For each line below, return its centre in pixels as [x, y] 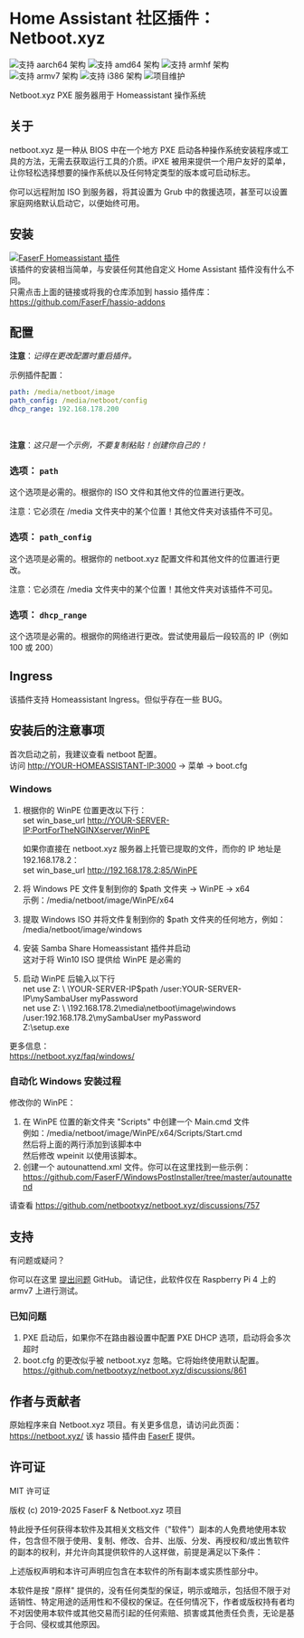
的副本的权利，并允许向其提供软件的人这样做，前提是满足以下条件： [136, 1551]
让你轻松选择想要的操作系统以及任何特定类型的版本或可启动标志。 [132, 172]
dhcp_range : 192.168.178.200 [64, 409]
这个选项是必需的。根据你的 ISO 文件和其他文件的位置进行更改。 [129, 492]
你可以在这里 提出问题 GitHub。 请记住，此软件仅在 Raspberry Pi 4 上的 [142, 1279]
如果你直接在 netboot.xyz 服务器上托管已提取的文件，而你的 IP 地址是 [152, 848]
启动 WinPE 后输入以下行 [69, 979]
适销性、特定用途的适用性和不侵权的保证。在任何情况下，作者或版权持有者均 [152, 1601]
